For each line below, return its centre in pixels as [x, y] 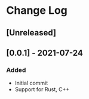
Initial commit [31, 83]
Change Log [37, 10]
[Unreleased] [31, 33]
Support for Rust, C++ [42, 89]
